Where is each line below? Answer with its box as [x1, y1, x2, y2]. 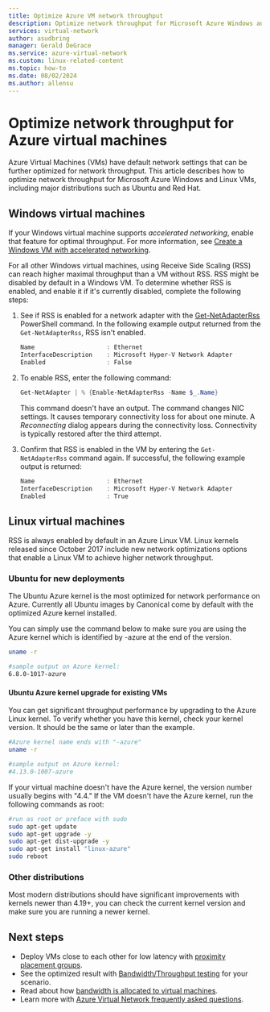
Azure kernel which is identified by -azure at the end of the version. [8, 632, 232, 642]
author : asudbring [8, 34, 70, 43]
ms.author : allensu [8, 79, 74, 87]
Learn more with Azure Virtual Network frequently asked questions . [19, 994, 243, 1004]
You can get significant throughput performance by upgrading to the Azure [8, 706, 257, 715]
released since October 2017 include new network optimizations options [8, 545, 247, 554]
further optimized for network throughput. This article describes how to [8, 166, 245, 176]
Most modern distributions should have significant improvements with [8, 890, 239, 899]
